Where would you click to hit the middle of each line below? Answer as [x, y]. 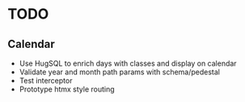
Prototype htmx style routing [67, 89]
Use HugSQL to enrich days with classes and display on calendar [128, 63]
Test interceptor [46, 81]
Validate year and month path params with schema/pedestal [119, 72]
